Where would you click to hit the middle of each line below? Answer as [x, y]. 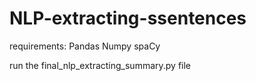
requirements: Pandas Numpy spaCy [85, 46]
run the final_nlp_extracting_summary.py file [100, 65]
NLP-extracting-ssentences [128, 18]
